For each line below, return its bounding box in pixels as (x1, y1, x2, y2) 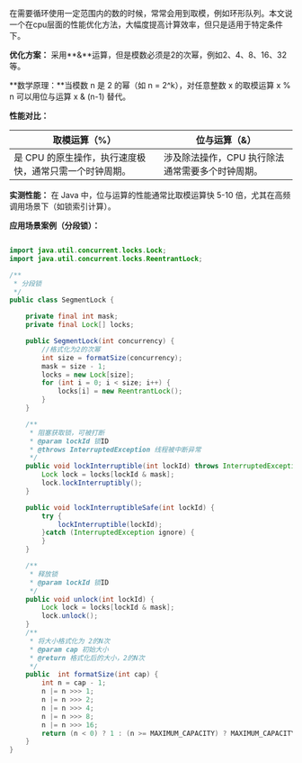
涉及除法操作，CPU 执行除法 (163, 151, 285, 164)
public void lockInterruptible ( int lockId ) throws (25, 462, 219, 471)
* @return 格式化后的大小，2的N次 (29, 653, 146, 662)
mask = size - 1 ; (41, 361, 106, 371)
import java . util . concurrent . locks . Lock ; (9, 246, 167, 255)
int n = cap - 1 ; (41, 678, 106, 687)
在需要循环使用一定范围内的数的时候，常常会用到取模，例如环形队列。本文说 (9, 8, 293, 18)
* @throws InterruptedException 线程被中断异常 (29, 445, 202, 454)
